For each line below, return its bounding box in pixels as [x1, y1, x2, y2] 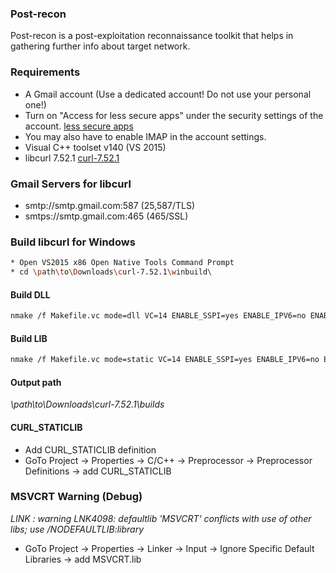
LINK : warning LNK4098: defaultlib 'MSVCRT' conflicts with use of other [10, 512, 312, 524]
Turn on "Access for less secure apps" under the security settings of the [24, 109, 324, 121]
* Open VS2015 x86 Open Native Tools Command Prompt [10, 258, 235, 268]
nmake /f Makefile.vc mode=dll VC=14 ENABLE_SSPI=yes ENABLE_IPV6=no [10, 311, 307, 321]
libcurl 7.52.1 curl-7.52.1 [24, 152, 120, 164]
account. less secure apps [24, 120, 134, 132]
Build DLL [10, 288, 51, 301]
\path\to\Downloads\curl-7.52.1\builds [10, 398, 165, 411]
